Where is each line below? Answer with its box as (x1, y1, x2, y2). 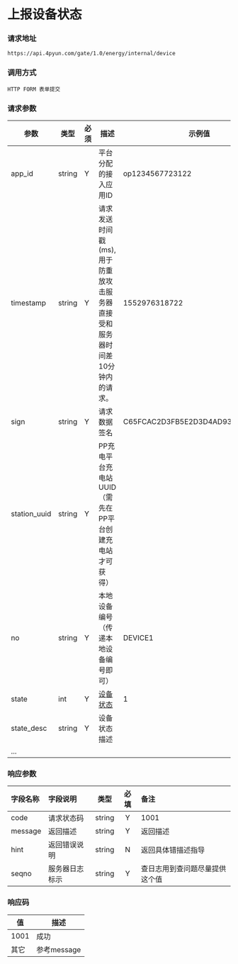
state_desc (11, 724, 47, 734)
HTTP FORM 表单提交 (7, 86, 61, 93)
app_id (11, 169, 34, 179)
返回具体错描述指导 (140, 845, 205, 855)
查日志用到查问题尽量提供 (140, 864, 227, 874)
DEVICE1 (123, 633, 154, 643)
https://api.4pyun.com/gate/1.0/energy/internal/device (7, 50, 176, 57)
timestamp (11, 298, 47, 308)
